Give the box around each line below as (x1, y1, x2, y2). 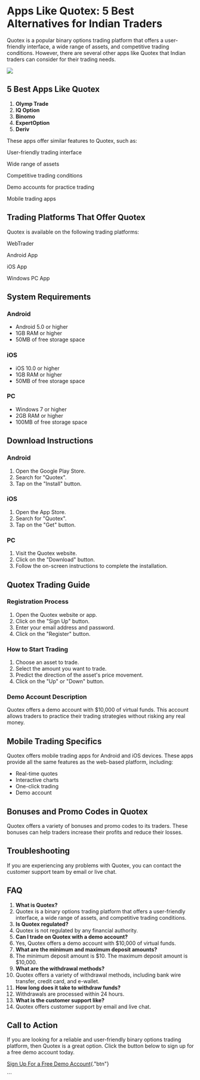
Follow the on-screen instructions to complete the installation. (15, 562, 168, 570)
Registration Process (7, 598, 69, 606)
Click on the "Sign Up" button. (15, 617, 90, 625)
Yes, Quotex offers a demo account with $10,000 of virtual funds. (15, 940, 176, 947)
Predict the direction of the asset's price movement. (15, 671, 144, 679)
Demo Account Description (7, 693, 87, 701)
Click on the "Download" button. (15, 556, 95, 563)
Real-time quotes (15, 770, 59, 778)
